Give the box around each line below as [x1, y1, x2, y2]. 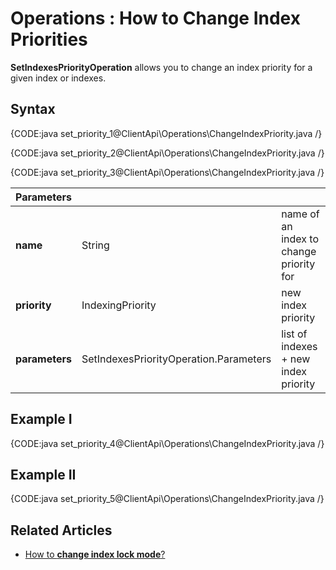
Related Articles [10, 522, 113, 539]
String [81, 238, 110, 252]
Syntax [10, 101, 56, 118]
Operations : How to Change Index [10, 7, 301, 30]
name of [281, 207, 320, 221]
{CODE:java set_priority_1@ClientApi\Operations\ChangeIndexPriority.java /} [10, 127, 323, 139]
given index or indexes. [10, 72, 107, 84]
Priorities [10, 28, 88, 51]
